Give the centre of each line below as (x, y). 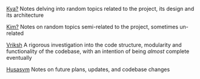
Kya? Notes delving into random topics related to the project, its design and (100, 9)
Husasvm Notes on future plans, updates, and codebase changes (88, 69)
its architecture (25, 15)
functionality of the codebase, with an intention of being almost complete (98, 51)
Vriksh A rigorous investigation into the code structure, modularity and (94, 45)
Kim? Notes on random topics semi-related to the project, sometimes (92, 27)
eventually (19, 58)
